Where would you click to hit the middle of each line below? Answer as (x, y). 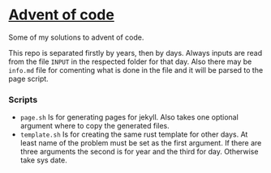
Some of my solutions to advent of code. (76, 37)
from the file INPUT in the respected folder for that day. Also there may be (130, 61)
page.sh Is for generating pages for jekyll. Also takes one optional (129, 117)
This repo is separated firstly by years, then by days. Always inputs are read (135, 53)
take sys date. (43, 160)
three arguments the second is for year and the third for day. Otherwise (139, 152)
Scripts (23, 99)
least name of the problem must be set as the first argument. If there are (141, 143)
